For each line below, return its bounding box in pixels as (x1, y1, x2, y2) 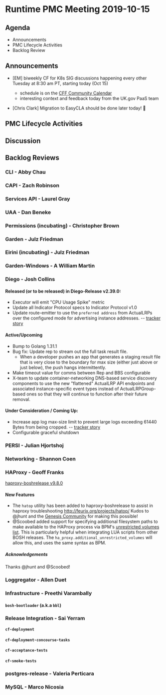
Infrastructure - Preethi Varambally (5, 590, 92, 597)
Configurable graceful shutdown (12, 429, 79, 435)
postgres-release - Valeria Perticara (5, 670, 94, 677)
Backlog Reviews (5, 153, 60, 162)
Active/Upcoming (5, 332, 43, 338)
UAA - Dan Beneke (5, 208, 51, 215)
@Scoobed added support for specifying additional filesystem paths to (12, 518, 158, 524)
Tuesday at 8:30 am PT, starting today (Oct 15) (12, 80, 109, 86)
